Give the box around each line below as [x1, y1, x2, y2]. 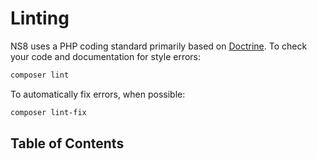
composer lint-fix [10, 107, 87, 117]
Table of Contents [10, 135, 125, 152]
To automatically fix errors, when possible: [10, 88, 186, 100]
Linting [10, 7, 70, 30]
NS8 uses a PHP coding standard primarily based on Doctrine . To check [10, 40, 308, 52]
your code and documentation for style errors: [10, 50, 202, 62]
